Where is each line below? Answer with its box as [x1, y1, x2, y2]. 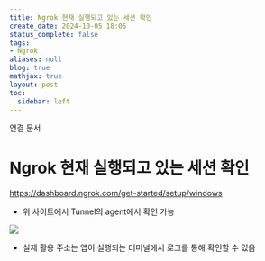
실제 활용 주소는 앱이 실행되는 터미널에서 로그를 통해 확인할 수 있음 [22, 242, 256, 253]
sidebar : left [17, 96, 70, 106]
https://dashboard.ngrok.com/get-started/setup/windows [9, 188, 223, 199]
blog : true [9, 64, 50, 73]
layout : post [9, 80, 59, 89]
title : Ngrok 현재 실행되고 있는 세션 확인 [9, 13, 152, 22]
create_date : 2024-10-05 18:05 [9, 22, 127, 31]
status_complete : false [9, 30, 99, 39]
